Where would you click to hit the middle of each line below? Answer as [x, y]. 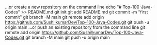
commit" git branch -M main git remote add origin [55, 17]
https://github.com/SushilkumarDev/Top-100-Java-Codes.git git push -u [77, 22]
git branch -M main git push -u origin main [68, 37]
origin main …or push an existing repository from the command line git [75, 27]
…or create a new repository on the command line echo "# [63, 7]
